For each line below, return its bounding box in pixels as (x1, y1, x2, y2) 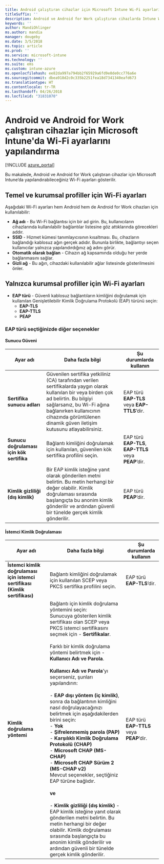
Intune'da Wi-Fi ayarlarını (5, 136, 111, 147)
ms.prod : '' (5, 48, 29, 53)
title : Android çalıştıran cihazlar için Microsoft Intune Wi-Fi (5, 7, 141, 12)
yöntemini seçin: (49, 607, 87, 613)
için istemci (7, 574, 35, 581)
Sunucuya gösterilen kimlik (49, 612, 112, 619)
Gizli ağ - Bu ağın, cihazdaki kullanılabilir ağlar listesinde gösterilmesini (12, 260, 155, 266)
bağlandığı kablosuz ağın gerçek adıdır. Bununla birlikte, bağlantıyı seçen (12, 239, 159, 245)
